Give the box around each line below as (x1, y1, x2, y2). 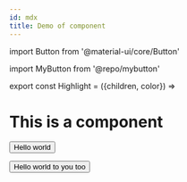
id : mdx (9, 12, 38, 22)
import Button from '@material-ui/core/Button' (9, 45, 181, 56)
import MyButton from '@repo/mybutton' (9, 63, 160, 74)
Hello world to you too (13, 162, 87, 172)
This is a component (9, 112, 164, 132)
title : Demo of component (9, 21, 106, 30)
